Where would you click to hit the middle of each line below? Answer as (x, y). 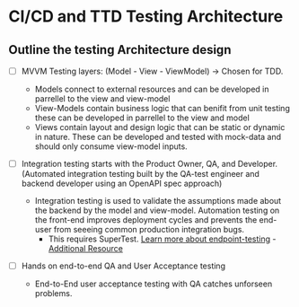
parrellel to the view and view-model (102, 99)
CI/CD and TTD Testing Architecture (146, 17)
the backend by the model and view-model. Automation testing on (157, 211)
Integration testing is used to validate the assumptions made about (158, 201)
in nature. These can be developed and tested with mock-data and (158, 137)
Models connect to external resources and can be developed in (152, 89)
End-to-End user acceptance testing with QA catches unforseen (154, 284)
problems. (53, 294)
